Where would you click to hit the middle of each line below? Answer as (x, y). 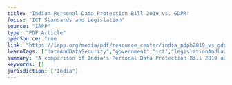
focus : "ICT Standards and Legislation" (66, 20)
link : (15, 45)
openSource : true (32, 39)
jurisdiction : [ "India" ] (43, 71)
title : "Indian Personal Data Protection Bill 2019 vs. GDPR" (98, 13)
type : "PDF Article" (37, 33)
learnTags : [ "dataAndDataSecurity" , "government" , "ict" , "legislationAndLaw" (118, 52)
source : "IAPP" (29, 26)
